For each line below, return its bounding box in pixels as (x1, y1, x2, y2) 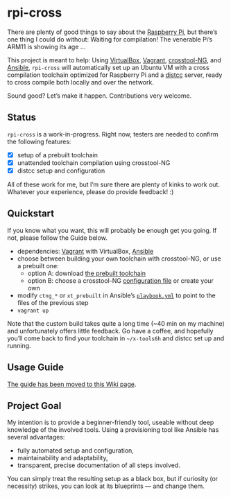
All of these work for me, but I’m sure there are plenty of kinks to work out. (7, 180, 221, 189)
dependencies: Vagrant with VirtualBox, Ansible (17, 247, 154, 255)
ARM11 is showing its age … (7, 42, 86, 51)
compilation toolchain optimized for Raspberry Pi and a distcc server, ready (7, 71, 223, 79)
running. (7, 341, 31, 349)
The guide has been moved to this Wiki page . (7, 380, 137, 388)
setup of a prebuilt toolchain (17, 150, 99, 159)
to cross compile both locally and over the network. (7, 78, 154, 86)
